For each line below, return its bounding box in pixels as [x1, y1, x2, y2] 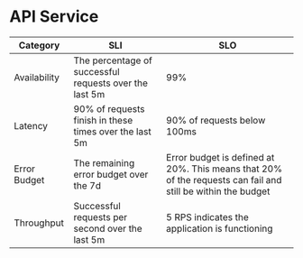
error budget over [73, 168, 149, 180]
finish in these [73, 114, 133, 126]
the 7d [73, 179, 102, 191]
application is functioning [166, 222, 273, 235]
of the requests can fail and [166, 173, 282, 186]
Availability [14, 70, 60, 83]
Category [18, 39, 60, 51]
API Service [9, 6, 99, 27]
